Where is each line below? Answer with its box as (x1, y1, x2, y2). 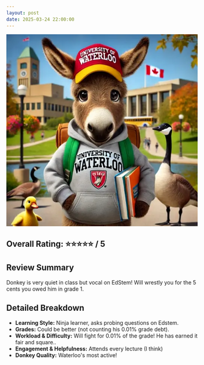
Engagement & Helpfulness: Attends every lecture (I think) (15, 345, 163, 352)
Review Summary (6, 263, 74, 273)
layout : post (6, 10, 39, 16)
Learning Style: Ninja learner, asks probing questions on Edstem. (15, 319, 179, 326)
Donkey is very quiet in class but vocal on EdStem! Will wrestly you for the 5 (6, 278, 196, 286)
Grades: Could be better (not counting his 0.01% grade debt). (15, 325, 169, 333)
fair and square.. (15, 338, 56, 346)
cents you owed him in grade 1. (6, 285, 84, 292)
